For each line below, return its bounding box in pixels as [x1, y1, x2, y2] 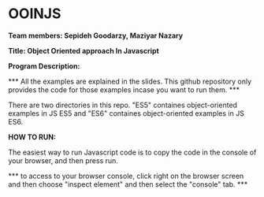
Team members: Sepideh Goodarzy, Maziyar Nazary [8, 31, 184, 40]
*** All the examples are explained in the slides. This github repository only [8, 76, 252, 86]
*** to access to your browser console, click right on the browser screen [8, 171, 244, 180]
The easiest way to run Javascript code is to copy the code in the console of [8, 147, 257, 157]
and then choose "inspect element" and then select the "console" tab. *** [8, 179, 248, 189]
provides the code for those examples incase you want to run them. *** [8, 84, 240, 95]
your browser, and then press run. [8, 155, 118, 165]
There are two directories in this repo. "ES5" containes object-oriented [8, 100, 238, 110]
